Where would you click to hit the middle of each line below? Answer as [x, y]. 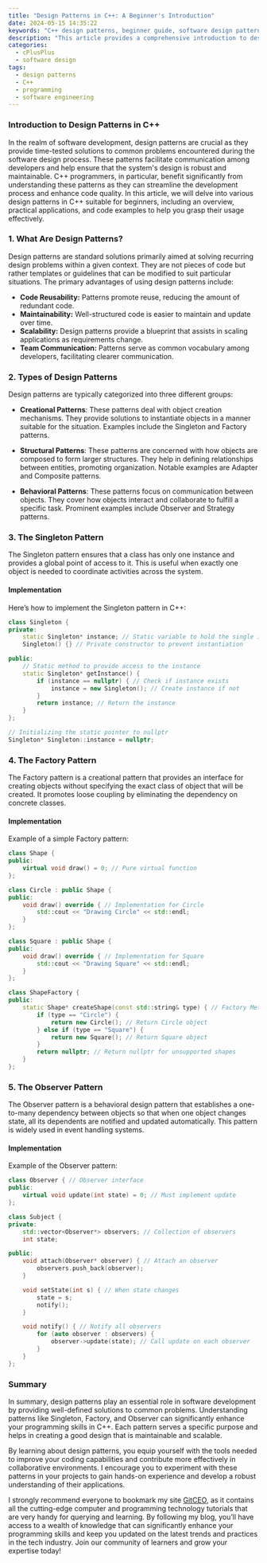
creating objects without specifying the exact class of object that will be [126, 786]
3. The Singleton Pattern [56, 537]
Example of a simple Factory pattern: [69, 839]
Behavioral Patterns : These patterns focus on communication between [137, 491]
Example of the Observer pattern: [63, 1166]
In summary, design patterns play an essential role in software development [132, 1401]
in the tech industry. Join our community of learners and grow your [118, 1542]
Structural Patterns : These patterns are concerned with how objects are [139, 451]
